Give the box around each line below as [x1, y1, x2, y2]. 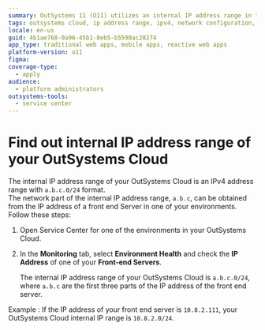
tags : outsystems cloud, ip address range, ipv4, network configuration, [8, 19, 256, 27]
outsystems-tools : [8, 92, 69, 100]
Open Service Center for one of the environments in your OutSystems [19, 226, 247, 235]
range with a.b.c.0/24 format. [8, 185, 106, 194]
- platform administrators [15, 84, 104, 93]
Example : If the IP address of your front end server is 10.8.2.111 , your [8, 305, 238, 314]
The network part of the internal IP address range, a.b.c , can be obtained [8, 193, 247, 203]
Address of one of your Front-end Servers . [19, 257, 162, 267]
